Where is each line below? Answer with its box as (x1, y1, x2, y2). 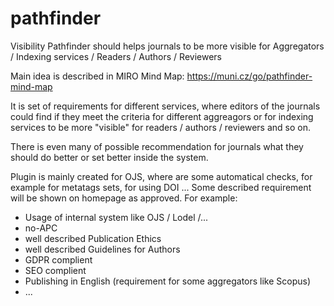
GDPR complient (24, 253, 93, 266)
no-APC (24, 222, 58, 234)
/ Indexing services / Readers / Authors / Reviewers (10, 50, 222, 62)
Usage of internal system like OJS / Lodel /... (24, 211, 209, 223)
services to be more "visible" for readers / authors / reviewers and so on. (10, 121, 311, 133)
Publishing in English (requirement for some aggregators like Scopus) (24, 275, 312, 287)
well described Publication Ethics (24, 232, 162, 244)
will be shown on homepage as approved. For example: (10, 192, 238, 204)
